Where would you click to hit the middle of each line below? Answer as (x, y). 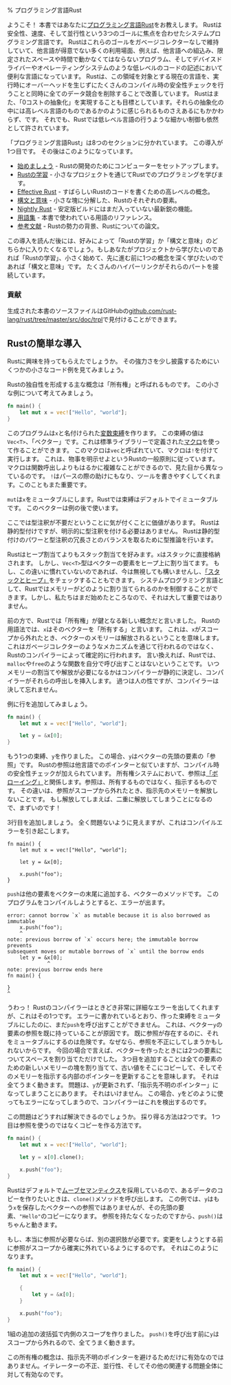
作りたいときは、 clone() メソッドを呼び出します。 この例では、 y (116, 1198)
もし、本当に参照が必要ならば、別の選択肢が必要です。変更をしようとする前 (115, 1239)
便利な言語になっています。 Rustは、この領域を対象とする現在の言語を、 (110, 76)
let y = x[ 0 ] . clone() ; (52, 1157)
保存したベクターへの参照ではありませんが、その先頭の (100, 1207)
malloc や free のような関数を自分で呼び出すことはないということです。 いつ (113, 664)
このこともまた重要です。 (54, 485)
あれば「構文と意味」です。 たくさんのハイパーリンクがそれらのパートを (110, 266)
